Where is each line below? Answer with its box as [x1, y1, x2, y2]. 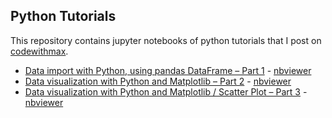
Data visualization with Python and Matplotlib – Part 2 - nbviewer [24, 75, 292, 87]
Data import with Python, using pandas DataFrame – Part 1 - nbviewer [24, 64, 312, 76]
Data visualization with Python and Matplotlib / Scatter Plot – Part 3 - [24, 85, 308, 98]
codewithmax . [10, 45, 69, 57]
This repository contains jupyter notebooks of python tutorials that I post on [10, 34, 322, 46]
